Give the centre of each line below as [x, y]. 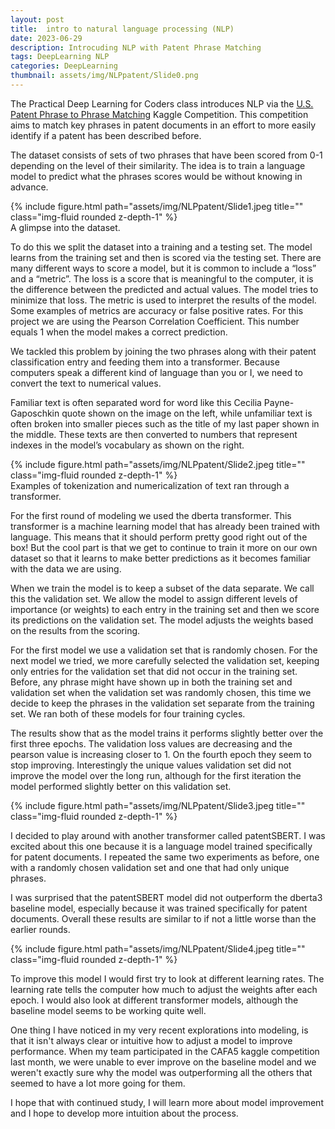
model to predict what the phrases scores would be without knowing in [156, 176]
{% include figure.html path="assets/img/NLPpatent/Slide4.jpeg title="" [158, 948]
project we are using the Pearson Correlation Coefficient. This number [155, 321]
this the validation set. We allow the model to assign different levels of [154, 598]
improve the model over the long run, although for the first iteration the [156, 775]
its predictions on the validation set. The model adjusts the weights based [162, 620]
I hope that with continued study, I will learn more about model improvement [167, 1102]
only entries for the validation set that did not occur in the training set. [154, 671]
